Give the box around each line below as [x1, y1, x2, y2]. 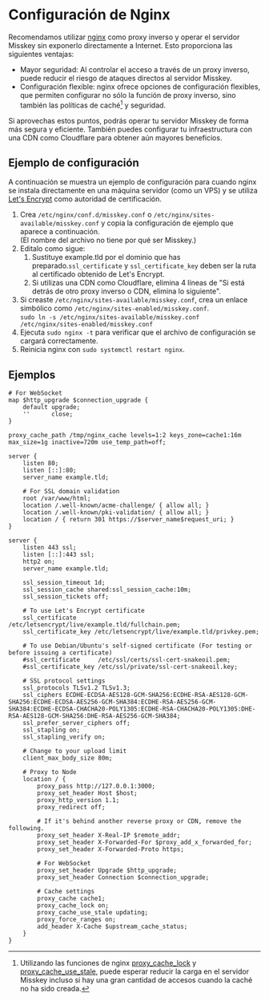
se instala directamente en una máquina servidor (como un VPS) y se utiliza [8, 186, 258, 196]
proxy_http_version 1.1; [37, 796, 120, 804]
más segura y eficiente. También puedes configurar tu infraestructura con [8, 124, 252, 134]
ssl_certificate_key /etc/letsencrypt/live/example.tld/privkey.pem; [22, 628, 260, 636]
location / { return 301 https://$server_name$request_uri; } [22, 516, 235, 524]
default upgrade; [22, 403, 81, 411]
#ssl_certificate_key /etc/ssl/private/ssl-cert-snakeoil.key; [22, 663, 239, 671]
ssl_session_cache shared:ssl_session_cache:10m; [22, 586, 192, 594]
